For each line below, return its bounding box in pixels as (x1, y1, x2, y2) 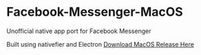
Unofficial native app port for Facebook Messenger (6, 27, 151, 35)
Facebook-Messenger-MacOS (6, 4, 183, 20)
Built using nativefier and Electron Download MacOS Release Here (6, 40, 194, 48)
